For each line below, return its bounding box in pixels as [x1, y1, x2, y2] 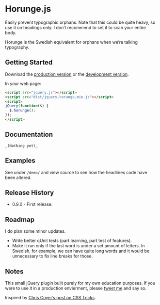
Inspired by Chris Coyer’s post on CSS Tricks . [5, 294, 96, 300]
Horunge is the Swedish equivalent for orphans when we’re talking [5, 39, 138, 45]
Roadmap [5, 215, 35, 224]
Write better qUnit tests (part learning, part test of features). [12, 238, 132, 243]
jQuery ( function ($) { [5, 103, 49, 109]
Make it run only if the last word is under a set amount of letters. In [12, 243, 145, 249]
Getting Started [5, 58, 53, 66]
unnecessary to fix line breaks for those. [12, 253, 93, 259]
